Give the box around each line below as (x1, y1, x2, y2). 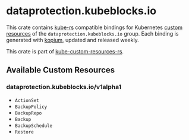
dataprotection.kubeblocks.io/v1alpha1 (6, 83, 122, 91)
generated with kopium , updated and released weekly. (6, 36, 140, 43)
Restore (14, 129, 34, 135)
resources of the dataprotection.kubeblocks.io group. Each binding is (6, 30, 179, 37)
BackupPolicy (14, 104, 48, 110)
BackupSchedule (14, 123, 53, 129)
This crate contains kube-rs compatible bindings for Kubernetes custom (6, 24, 183, 31)
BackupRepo (14, 110, 42, 116)
